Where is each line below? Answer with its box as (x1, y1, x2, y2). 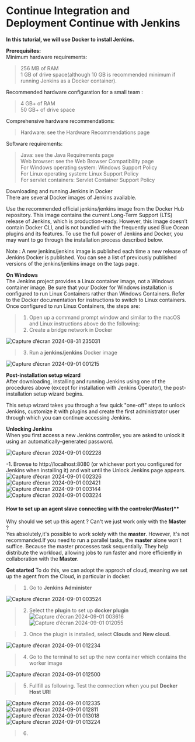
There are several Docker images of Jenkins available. (6, 194, 137, 201)
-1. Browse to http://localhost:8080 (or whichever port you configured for (6, 461, 182, 468)
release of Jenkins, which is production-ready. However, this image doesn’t (6, 218, 188, 225)
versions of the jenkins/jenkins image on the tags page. (6, 260, 139, 267)
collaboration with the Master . (6, 555, 79, 562)
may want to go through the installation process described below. (6, 236, 163, 243)
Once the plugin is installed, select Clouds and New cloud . (29, 631, 171, 638)
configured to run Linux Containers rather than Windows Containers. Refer (6, 290, 185, 297)
